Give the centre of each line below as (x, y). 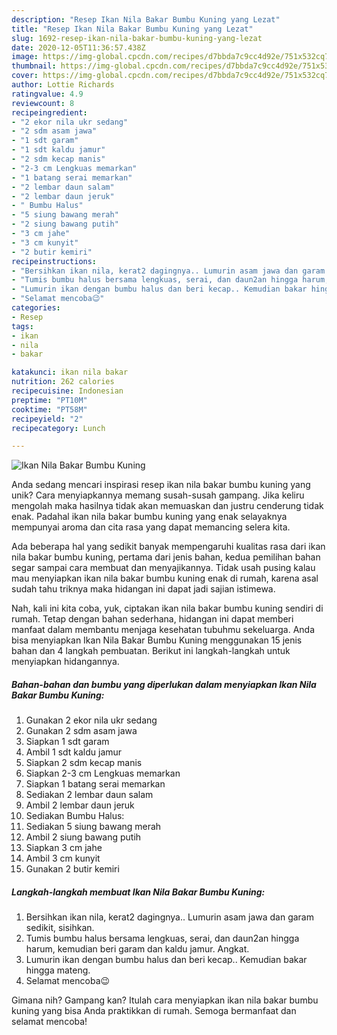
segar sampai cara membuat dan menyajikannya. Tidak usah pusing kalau (163, 568)
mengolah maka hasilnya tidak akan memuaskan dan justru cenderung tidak (167, 506)
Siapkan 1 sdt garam (67, 742)
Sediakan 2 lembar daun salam (89, 795)
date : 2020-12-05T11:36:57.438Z (78, 47)
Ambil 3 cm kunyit (63, 858)
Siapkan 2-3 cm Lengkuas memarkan (103, 773)
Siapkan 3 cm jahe (64, 848)
